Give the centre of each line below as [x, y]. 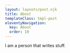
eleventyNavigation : [26, 23]
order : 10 [19, 32]
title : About [18, 14]
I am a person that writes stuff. [35, 46]
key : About [20, 27]
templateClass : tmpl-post [31, 18]
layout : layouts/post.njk [31, 9]
